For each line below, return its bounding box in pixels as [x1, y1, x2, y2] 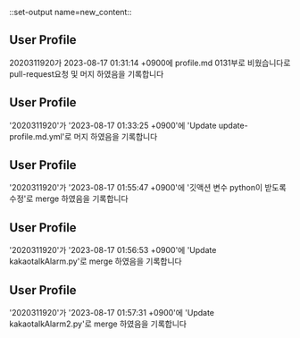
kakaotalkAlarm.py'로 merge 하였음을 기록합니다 [9, 256, 182, 266]
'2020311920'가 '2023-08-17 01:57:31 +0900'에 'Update [9, 308, 215, 318]
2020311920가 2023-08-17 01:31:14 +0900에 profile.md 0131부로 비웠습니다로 [9, 57, 291, 68]
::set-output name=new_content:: [9, 7, 132, 17]
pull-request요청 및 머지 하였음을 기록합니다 [9, 68, 164, 79]
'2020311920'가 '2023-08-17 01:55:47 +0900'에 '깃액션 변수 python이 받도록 [9, 182, 287, 193]
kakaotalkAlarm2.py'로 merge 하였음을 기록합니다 [9, 318, 187, 329]
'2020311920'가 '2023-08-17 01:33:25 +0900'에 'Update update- [9, 120, 248, 131]
